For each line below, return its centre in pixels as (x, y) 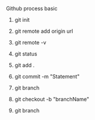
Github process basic (32, 8)
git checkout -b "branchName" (52, 99)
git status (26, 54)
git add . (25, 65)
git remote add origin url (44, 31)
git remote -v (30, 42)
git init (22, 20)
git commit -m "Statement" (47, 76)
